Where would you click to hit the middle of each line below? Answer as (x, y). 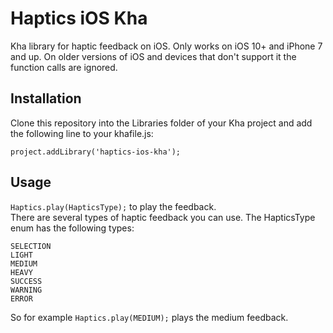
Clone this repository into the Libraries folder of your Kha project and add (161, 123)
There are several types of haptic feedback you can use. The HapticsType (163, 217)
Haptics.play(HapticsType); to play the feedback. (113, 206)
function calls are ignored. (64, 67)
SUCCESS (26, 281)
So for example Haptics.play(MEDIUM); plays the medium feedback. (149, 317)
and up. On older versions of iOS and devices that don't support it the (153, 56)
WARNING (26, 290)
